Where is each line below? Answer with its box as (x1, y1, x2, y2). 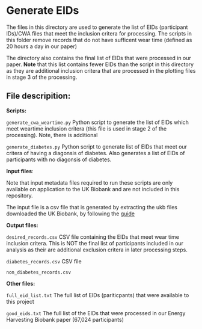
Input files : (6, 167, 34, 174)
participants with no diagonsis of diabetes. (6, 156, 112, 163)
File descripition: (6, 91, 71, 101)
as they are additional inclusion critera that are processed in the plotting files (6, 67, 196, 74)
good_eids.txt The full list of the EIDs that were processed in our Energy (6, 309, 186, 316)
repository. (6, 192, 33, 199)
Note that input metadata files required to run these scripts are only (6, 179, 173, 186)
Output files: (6, 221, 38, 229)
